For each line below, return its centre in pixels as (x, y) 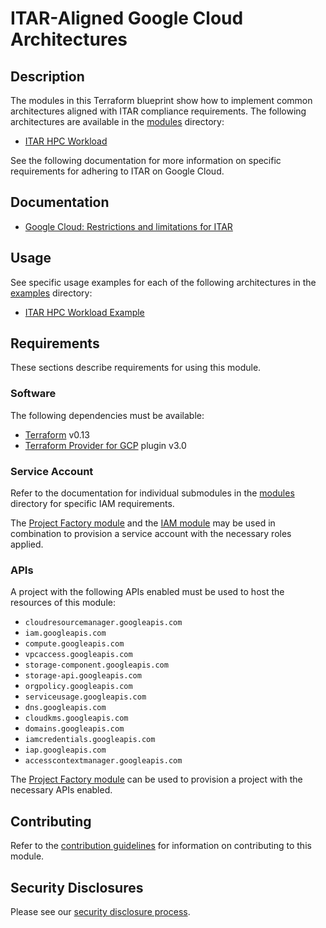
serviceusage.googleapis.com (85, 697)
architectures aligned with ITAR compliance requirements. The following (158, 111)
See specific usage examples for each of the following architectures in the (163, 282)
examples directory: (51, 293)
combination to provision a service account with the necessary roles (151, 534)
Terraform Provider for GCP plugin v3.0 (105, 445)
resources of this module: (63, 603)
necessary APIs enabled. (61, 790)
